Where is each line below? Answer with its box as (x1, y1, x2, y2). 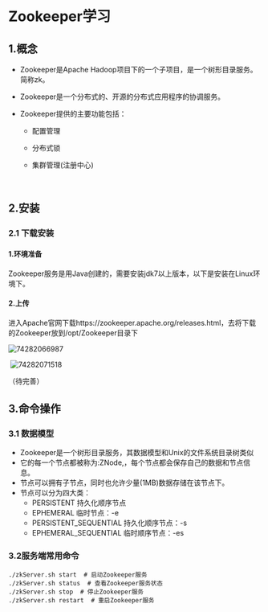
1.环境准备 (8, 248, 43, 258)
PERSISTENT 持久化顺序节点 (31, 498, 127, 507)
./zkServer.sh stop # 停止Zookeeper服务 (8, 588, 144, 596)
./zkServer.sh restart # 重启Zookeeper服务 (8, 596, 155, 604)
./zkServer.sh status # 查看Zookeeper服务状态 (8, 579, 163, 587)
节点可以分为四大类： (19, 488, 91, 498)
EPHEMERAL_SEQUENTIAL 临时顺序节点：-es (31, 528, 185, 538)
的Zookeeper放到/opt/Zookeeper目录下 (8, 327, 139, 338)
